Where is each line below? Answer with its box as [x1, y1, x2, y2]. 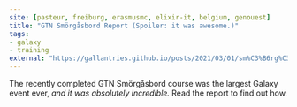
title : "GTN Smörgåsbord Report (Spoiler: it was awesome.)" [9, 21, 240, 30]
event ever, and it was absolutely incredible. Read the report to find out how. [9, 88, 287, 98]
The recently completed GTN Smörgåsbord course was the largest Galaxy [9, 79, 278, 88]
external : [9, 54, 46, 63]
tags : [9, 29, 29, 38]
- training [9, 46, 49, 55]
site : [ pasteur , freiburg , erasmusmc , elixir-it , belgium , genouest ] [9, 12, 271, 22]
